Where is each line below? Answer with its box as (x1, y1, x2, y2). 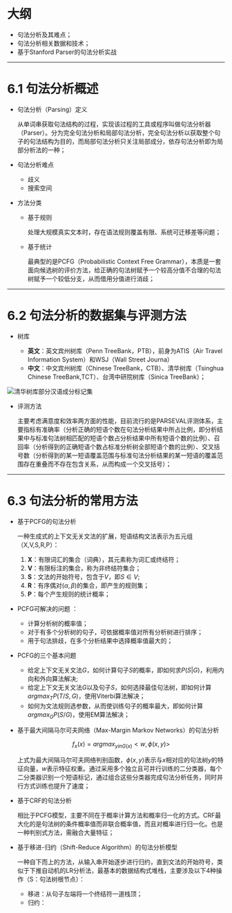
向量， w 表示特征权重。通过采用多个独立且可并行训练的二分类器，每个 (23, 764, 222, 773)
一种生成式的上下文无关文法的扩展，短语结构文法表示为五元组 (17, 531, 193, 540)
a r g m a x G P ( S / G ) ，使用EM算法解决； (27, 710, 130, 720)
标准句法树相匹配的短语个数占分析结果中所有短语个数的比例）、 (35, 433, 214, 442)
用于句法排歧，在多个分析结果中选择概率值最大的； (27, 637, 173, 645)
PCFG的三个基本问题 (17, 651, 77, 659)
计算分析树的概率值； (27, 619, 88, 628)
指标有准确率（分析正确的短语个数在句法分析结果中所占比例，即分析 (23, 425, 217, 433)
